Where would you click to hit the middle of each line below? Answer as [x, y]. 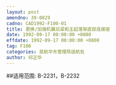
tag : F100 [19, 46]
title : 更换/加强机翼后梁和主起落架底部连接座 [58, 29]
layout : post [23, 12]
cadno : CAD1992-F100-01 [37, 23]
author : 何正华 [24, 57]
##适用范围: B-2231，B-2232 [43, 76]
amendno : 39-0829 [28, 18]
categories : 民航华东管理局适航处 [45, 52]
